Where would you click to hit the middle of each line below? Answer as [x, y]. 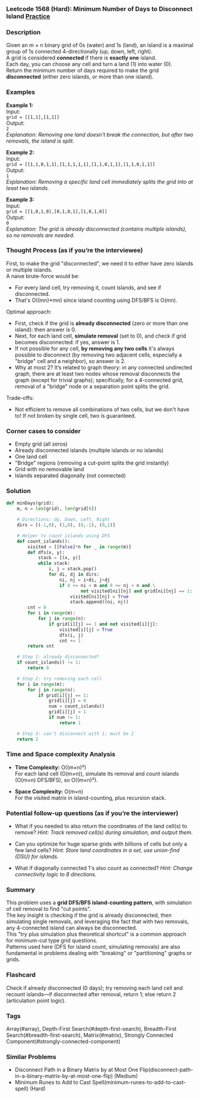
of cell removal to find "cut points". [49, 909]
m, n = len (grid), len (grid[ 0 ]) [57, 509]
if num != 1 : [65, 718]
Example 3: [20, 199]
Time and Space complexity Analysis [61, 755]
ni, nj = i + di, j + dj [85, 580]
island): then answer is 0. [45, 329]
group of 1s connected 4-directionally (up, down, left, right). [79, 52]
